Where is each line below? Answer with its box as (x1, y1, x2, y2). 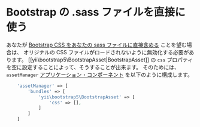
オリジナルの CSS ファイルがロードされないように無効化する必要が (23, 48, 189, 55)
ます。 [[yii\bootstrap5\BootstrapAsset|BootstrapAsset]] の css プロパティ (11, 56, 193, 63)
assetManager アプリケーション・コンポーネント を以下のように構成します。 (6, 71, 193, 78)
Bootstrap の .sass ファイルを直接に (6, 5, 186, 19)
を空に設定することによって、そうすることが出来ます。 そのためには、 (6, 63, 180, 70)
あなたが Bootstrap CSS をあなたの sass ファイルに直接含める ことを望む (6, 41, 187, 48)
